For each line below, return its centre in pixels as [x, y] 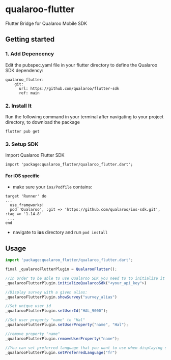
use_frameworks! [27, 205]
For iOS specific [22, 176]
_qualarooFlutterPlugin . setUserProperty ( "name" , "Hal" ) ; [67, 325]
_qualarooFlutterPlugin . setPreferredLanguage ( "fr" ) [61, 352]
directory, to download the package [43, 122]
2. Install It [19, 106]
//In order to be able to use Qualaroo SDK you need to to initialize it [85, 278]
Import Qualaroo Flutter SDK [35, 155]
